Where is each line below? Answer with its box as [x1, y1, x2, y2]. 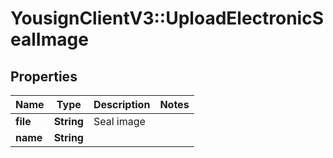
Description [93, 98, 151, 111]
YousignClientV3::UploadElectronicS [10, 7, 325, 30]
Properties [10, 68, 78, 85]
